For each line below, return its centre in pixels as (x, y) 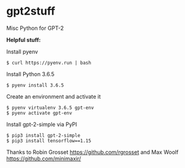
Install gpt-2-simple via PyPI (42, 124)
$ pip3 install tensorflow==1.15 (49, 141)
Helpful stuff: (24, 40)
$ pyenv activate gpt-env (39, 113)
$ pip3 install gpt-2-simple (43, 135)
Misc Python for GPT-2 (35, 28)
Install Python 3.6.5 (31, 74)
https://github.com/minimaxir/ (44, 158)
